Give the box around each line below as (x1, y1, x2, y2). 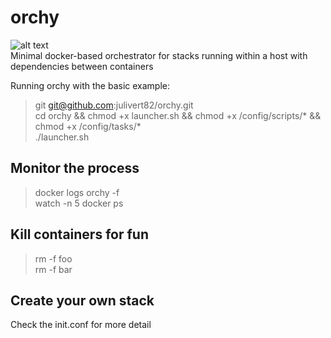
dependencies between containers (10, 60, 154, 72)
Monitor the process (10, 160, 140, 177)
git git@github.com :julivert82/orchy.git (34, 99, 194, 111)
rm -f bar (34, 263, 73, 275)
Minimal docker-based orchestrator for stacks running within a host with (10, 49, 308, 61)
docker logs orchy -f (34, 186, 120, 198)
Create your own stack (10, 292, 155, 309)
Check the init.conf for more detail (10, 319, 152, 331)
